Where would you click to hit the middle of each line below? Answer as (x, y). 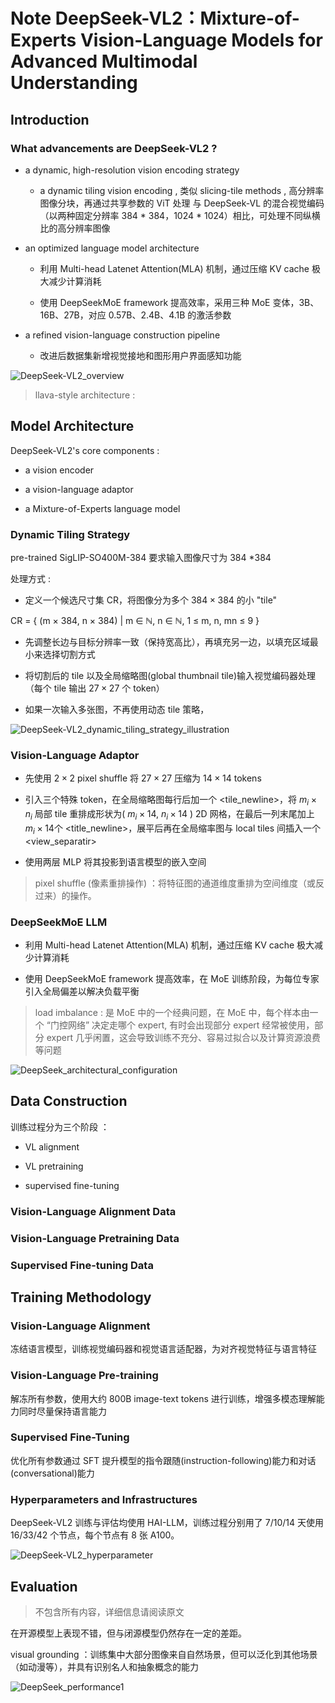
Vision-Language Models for (201, 40)
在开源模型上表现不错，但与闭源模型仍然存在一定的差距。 (128, 1633)
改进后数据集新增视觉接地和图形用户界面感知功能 (140, 355)
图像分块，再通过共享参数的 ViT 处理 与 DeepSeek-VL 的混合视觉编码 (182, 203)
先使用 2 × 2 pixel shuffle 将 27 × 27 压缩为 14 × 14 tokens (143, 778)
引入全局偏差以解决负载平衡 (82, 991)
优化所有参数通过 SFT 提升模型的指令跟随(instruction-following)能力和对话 (163, 1460)
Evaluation (44, 1586)
